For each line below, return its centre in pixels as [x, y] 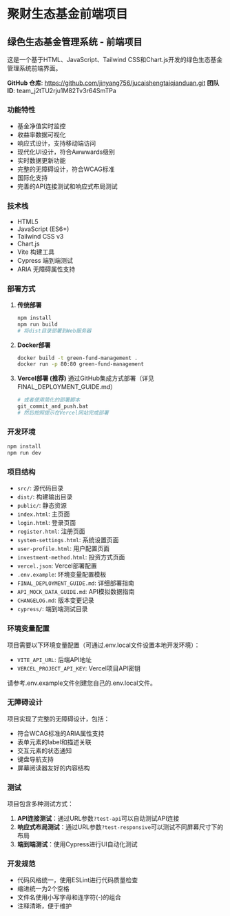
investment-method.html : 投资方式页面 [71, 557]
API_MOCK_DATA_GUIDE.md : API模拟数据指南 [76, 592]
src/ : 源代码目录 [40, 488]
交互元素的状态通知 [44, 750]
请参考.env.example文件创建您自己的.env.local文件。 [82, 683]
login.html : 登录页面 [46, 523]
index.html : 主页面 [43, 514]
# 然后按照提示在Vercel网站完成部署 [63, 413]
